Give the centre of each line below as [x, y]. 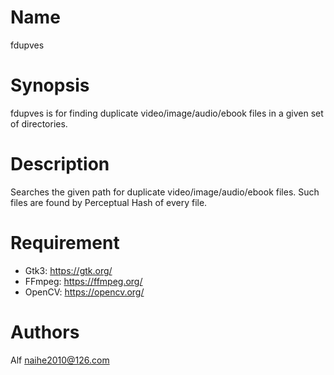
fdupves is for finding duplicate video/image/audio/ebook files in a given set [167, 113]
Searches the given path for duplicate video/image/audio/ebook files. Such [165, 192]
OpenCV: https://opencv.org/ [84, 292]
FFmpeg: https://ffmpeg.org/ [83, 281]
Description [60, 164]
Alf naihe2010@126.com [60, 360]
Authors [45, 332]
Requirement [65, 243]
